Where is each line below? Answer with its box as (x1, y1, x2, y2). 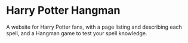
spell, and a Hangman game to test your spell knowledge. (6, 29, 147, 36)
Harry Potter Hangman (6, 4, 121, 17)
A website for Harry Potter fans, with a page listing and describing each (6, 23, 182, 30)
